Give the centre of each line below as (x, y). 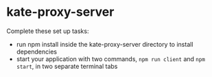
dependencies (37, 52)
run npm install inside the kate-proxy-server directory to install (105, 44)
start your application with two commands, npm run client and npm (110, 58)
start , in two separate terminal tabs (67, 66)
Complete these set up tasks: (48, 31)
